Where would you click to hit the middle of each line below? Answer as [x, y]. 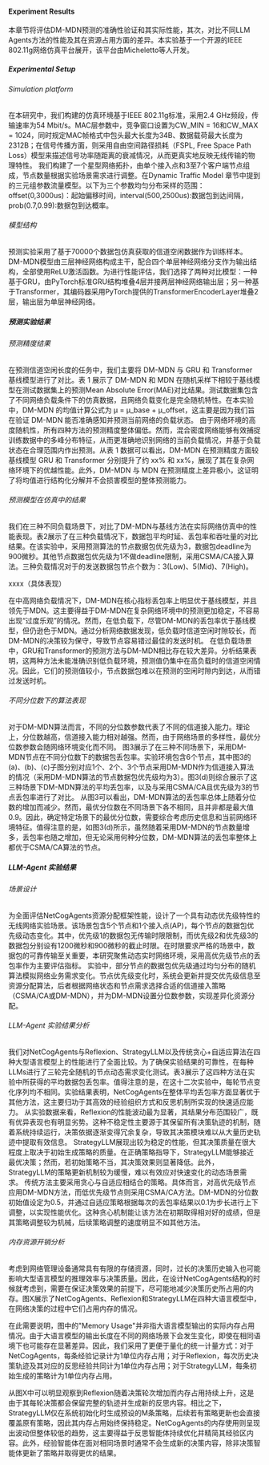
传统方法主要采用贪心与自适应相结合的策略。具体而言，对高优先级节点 [140, 1182]
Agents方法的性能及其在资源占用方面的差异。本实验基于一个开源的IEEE [125, 40]
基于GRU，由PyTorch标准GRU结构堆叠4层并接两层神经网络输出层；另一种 [130, 282]
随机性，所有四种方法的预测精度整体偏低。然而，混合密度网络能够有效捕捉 [138, 430]
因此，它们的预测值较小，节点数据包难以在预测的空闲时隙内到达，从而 [138, 671]
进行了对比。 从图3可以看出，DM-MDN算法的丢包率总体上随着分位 [146, 797]
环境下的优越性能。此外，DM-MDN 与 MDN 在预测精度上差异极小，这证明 [137, 470]
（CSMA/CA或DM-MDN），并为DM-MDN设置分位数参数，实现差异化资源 [128, 996]
